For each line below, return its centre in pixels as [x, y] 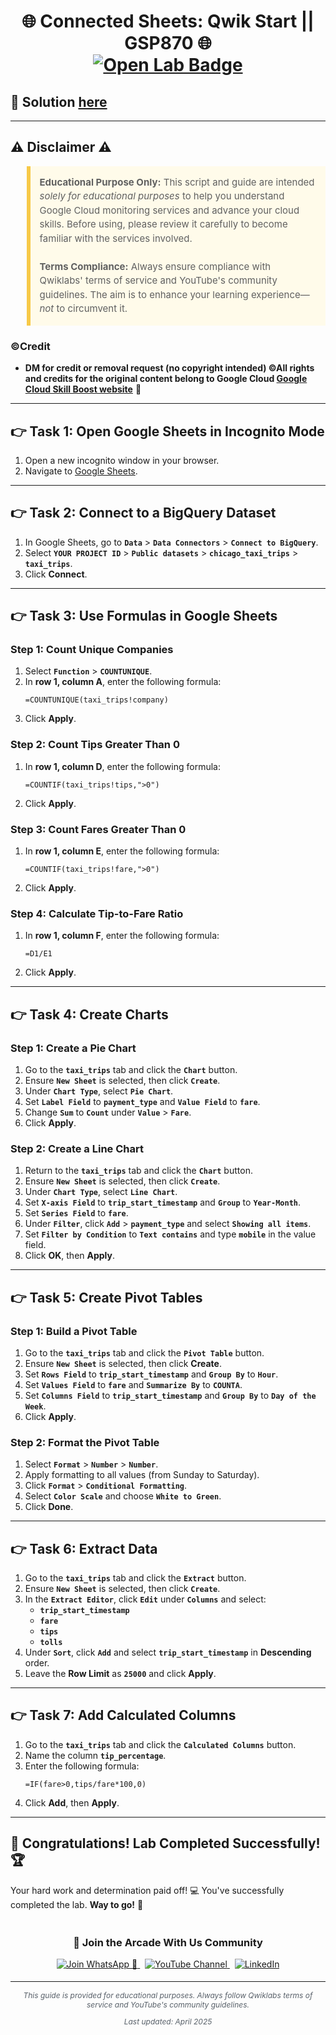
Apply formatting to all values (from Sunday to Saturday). [142, 1475]
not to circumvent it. [83, 308]
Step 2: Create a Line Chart [77, 1148]
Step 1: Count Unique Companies [92, 650]
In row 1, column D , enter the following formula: [122, 766]
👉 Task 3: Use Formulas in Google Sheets [144, 616]
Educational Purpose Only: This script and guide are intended [177, 182]
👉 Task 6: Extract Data [84, 1548]
